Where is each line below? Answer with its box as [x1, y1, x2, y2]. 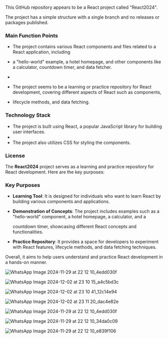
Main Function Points [5, 32, 58, 39]
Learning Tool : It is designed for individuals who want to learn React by [12, 193, 161, 199]
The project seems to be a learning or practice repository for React [12, 84, 152, 90]
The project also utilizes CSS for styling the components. [12, 139, 131, 145]
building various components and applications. [12, 199, 110, 205]
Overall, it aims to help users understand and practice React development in [5, 254, 163, 260]
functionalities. [12, 229, 44, 235]
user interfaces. [12, 129, 45, 135]
